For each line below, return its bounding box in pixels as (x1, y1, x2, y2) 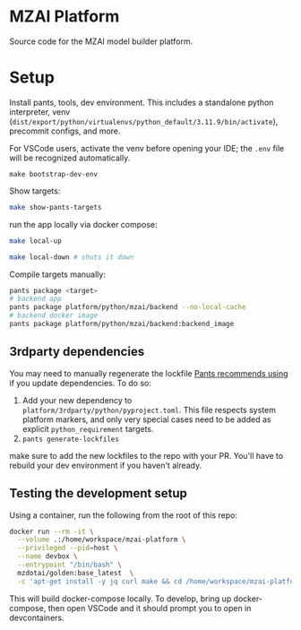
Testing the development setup (9, 486, 188, 501)
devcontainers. (9, 612, 64, 623)
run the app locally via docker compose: (9, 219, 159, 229)
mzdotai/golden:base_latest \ (17, 568, 134, 577)
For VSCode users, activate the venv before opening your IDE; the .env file (9, 142, 285, 153)
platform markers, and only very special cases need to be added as (21, 414, 271, 425)
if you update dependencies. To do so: (9, 377, 152, 388)
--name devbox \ (17, 552, 78, 561)
